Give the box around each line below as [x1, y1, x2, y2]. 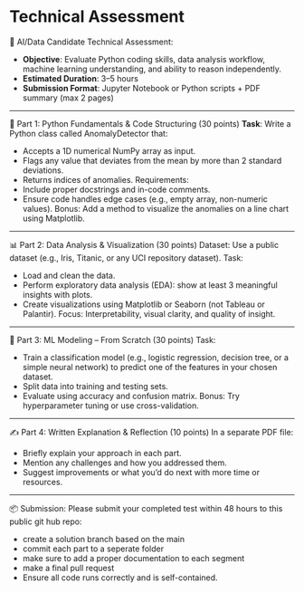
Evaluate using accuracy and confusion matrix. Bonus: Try [22, 390, 240, 401]
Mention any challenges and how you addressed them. [22, 457, 228, 468]
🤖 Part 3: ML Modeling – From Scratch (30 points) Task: [9, 334, 216, 345]
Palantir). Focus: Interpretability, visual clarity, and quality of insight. [22, 308, 276, 319]
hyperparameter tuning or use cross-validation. [22, 400, 199, 411]
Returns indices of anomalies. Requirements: [22, 174, 190, 185]
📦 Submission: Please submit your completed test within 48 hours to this [9, 502, 283, 513]
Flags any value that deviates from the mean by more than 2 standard [22, 155, 282, 166]
